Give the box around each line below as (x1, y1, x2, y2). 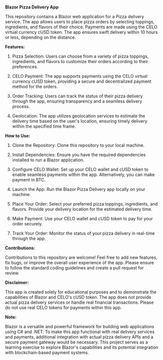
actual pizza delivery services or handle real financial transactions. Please (5, 299, 154, 305)
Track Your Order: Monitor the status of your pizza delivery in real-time (12, 230, 155, 236)
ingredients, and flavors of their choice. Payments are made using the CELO (5, 24, 158, 30)
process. (12, 104, 30, 109)
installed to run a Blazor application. (12, 157, 84, 163)
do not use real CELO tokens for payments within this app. (5, 305, 122, 310)
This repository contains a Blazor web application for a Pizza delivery (5, 14, 144, 19)
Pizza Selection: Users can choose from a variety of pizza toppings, (12, 53, 149, 59)
